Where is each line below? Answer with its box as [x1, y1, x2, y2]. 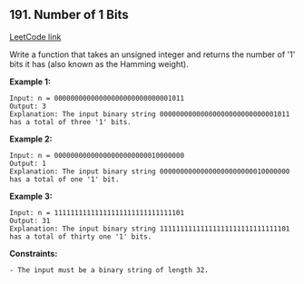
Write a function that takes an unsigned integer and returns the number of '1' [9, 49, 296, 60]
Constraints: [9, 248, 58, 259]
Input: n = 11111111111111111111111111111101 [9, 208, 184, 217]
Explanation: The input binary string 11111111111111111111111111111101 [9, 224, 290, 233]
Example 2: [9, 133, 53, 144]
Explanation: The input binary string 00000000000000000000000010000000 [9, 167, 290, 176]
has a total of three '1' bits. [9, 117, 132, 126]
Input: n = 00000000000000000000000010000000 [9, 151, 184, 160]
